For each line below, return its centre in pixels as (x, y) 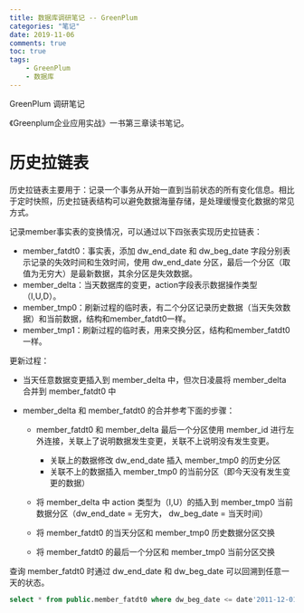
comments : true (38, 43)
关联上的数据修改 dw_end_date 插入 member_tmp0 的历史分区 (165, 460)
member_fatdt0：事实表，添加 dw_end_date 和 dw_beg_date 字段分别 (152, 251)
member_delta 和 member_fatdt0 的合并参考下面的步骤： (128, 410)
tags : (19, 60)
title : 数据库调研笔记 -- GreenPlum (74, 18)
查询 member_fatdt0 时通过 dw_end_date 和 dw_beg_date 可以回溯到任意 (146, 570)
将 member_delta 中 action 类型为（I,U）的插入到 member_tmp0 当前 (165, 502)
